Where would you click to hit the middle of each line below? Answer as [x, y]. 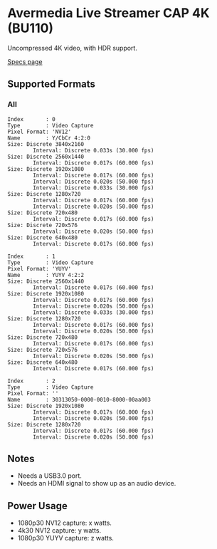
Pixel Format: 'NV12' [39, 132]
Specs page [25, 61]
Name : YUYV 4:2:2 [46, 275]
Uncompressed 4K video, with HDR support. [72, 48]
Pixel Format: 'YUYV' [39, 268]
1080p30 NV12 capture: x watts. [65, 523]
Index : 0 [31, 119]
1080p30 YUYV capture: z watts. [65, 538]
